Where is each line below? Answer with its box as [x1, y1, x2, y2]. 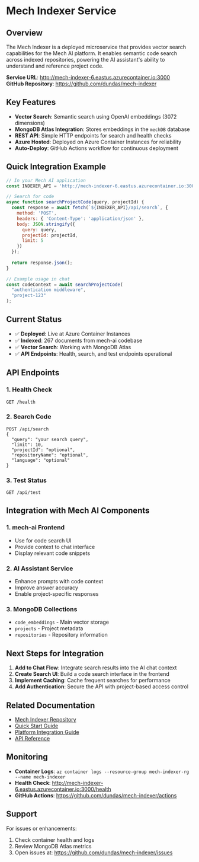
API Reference [14, 735, 50, 742]
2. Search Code [6, 413, 52, 421]
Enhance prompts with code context [14, 578, 104, 585]
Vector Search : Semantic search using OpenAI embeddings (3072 [14, 113, 177, 120]
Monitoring [6, 752, 49, 762]
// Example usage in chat [6, 276, 70, 282]
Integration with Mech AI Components [6, 506, 150, 516]
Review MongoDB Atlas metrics [14, 842, 92, 850]
